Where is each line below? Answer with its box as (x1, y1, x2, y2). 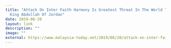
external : (5, 35, 26, 40)
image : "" (5, 30, 26, 35)
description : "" (5, 26, 40, 31)
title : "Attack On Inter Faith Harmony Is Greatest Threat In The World (5, 7, 163, 12)
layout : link (5, 21, 33, 26)
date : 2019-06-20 (5, 16, 42, 21)
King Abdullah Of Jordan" (10, 12, 65, 17)
